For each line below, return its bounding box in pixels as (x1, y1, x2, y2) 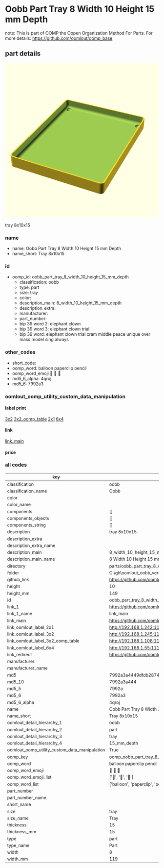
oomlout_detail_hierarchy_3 (7, 733, 62, 739)
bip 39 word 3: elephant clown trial (19, 326, 90, 332)
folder (7, 570, 20, 575)
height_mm (7, 590, 30, 596)
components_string (7, 522, 46, 528)
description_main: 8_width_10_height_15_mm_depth (19, 300, 122, 306)
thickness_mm (7, 829, 37, 835)
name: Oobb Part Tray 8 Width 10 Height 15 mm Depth (12, 246, 121, 251)
